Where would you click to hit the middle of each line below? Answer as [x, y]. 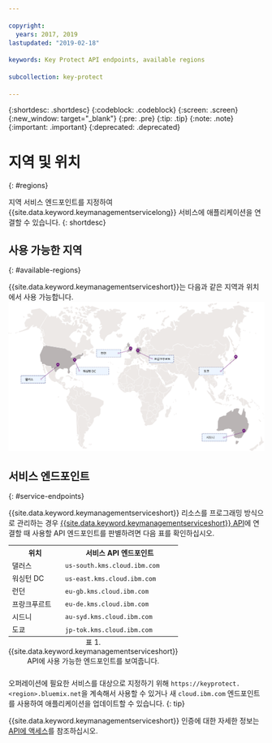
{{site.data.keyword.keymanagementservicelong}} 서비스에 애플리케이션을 [131, 212]
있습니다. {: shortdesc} [69, 222]
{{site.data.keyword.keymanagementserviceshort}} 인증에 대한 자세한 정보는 [134, 721]
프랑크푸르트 [32, 603]
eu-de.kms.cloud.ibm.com [107, 604]
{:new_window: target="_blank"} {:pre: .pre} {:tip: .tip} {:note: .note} [121, 118]
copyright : [27, 26]
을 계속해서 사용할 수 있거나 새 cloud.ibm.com [153, 693]
